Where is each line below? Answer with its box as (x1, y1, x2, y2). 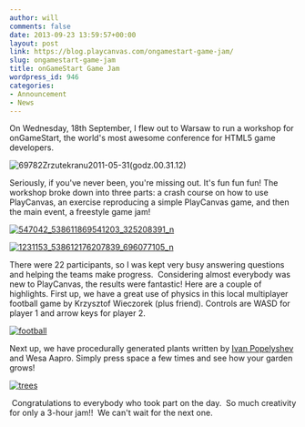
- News (9, 97, 35, 107)
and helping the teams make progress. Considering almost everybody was (9, 269, 291, 280)
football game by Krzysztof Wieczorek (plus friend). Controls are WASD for (9, 298, 291, 310)
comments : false (9, 22, 71, 31)
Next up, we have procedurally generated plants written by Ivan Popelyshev (9, 343, 294, 354)
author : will (9, 13, 59, 23)
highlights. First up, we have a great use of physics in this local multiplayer (9, 289, 289, 300)
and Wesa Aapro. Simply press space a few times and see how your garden (9, 352, 293, 364)
